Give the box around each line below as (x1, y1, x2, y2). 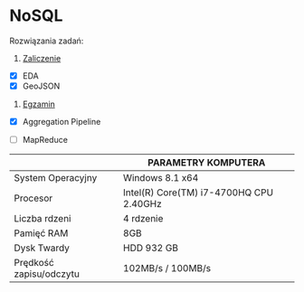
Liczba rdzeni (14, 212, 71, 225)
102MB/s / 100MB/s (123, 262, 211, 275)
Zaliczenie (22, 52, 62, 63)
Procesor (14, 192, 53, 204)
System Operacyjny (14, 172, 98, 184)
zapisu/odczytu (14, 268, 80, 280)
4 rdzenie (123, 212, 164, 225)
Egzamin (22, 99, 56, 109)
